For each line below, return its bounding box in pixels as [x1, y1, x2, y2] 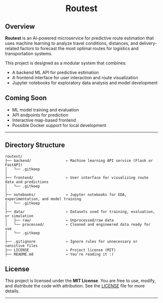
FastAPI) [5, 162, 23, 167]
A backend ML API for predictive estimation [12, 70, 99, 75]
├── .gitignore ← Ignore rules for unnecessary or [5, 239, 138, 244]
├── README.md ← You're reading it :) [5, 251, 114, 257]
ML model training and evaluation [12, 107, 79, 112]
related [5, 46, 19, 51]
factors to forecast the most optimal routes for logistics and [20, 46, 139, 51]
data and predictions [5, 179, 49, 184]
